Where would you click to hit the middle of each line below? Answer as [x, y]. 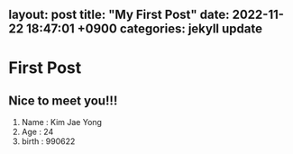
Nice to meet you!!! [63, 100]
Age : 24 [37, 132]
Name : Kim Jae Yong [62, 122]
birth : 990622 [48, 141]
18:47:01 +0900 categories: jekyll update [144, 29]
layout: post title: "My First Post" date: [119, 15]
